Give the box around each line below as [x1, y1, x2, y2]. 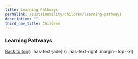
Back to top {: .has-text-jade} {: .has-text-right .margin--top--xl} [5, 48, 134, 54]
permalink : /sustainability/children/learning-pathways [5, 12, 122, 17]
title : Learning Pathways [5, 7, 58, 12]
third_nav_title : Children [5, 21, 60, 26]
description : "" [5, 16, 38, 21]
